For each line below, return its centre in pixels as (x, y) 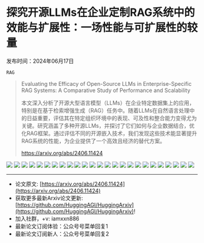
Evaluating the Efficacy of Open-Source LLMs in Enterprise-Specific (106, 83)
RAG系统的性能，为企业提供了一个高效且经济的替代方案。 (93, 141)
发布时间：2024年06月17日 (40, 61)
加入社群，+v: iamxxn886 (47, 218)
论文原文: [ (28, 184)
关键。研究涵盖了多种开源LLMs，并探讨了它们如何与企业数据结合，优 (108, 125)
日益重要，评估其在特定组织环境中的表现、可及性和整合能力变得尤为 (112, 118)
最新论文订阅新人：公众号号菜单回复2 (62, 234)
